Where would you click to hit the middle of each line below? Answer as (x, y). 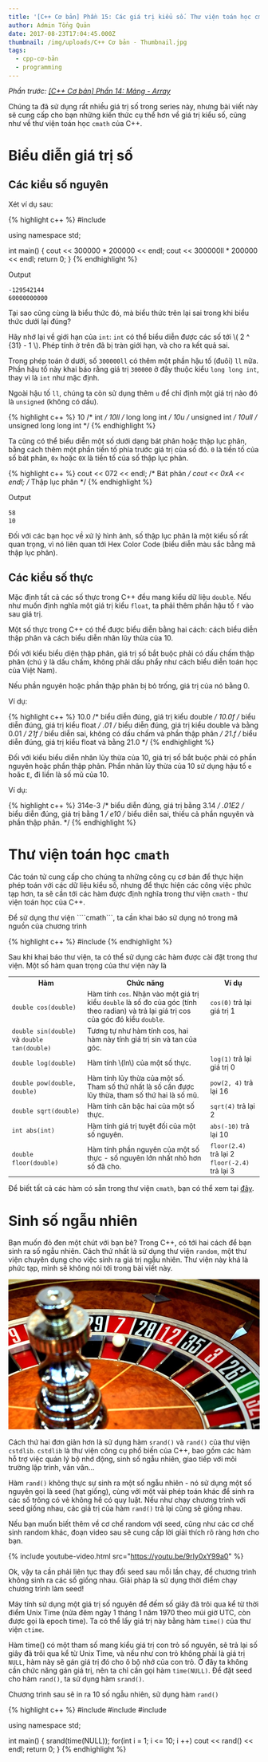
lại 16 (219, 1091)
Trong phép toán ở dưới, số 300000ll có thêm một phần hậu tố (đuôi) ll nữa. (134, 361)
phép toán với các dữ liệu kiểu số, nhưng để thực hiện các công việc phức (130, 885)
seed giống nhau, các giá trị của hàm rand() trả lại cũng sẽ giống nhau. (126, 1508)
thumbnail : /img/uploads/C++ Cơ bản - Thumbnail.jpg (98, 42)
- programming (39, 68)
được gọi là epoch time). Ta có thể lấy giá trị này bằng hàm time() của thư (130, 1621)
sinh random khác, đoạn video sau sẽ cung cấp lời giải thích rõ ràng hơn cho (134, 1532)
